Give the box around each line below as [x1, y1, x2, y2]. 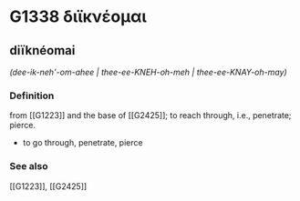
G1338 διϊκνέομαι [9, 6, 148, 27]
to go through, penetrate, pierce [22, 137, 143, 148]
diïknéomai [9, 43, 76, 58]
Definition [9, 89, 55, 102]
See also [9, 160, 48, 173]
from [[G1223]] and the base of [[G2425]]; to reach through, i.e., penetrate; [9, 110, 292, 121]
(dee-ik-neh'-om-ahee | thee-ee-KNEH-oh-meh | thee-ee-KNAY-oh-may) [9, 66, 287, 77]
